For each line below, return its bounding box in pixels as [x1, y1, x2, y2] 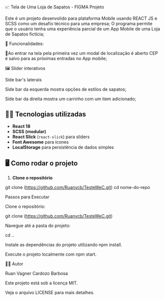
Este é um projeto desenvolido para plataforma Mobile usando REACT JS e [5, 15, 158, 21]
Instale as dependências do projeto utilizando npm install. [5, 241, 123, 248]
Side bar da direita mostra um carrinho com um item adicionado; [5, 96, 136, 102]
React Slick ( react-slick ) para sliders [12, 134, 90, 140]
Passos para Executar [5, 194, 49, 200]
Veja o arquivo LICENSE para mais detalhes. [5, 289, 95, 295]
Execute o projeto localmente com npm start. [5, 251, 97, 257]
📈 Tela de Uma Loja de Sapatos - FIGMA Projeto [5, 4, 105, 10]
